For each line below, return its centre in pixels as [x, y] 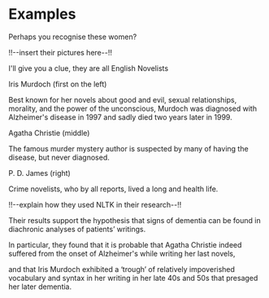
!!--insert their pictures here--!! [60, 52]
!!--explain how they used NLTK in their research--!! [95, 204]
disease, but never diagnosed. [59, 157]
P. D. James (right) [39, 173]
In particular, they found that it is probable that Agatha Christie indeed [125, 244]
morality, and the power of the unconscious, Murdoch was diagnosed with [133, 108]
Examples [42, 14]
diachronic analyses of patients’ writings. [77, 229]
